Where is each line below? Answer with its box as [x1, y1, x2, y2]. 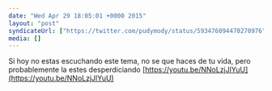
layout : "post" [8, 19, 60, 27]
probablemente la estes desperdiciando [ [8, 65, 146, 75]
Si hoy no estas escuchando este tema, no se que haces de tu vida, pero [8, 56, 251, 66]
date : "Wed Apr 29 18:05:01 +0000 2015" [8, 11, 147, 20]
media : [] [8, 34, 42, 43]
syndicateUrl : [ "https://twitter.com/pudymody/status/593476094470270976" [8, 27, 266, 35]
